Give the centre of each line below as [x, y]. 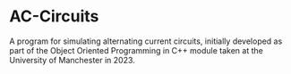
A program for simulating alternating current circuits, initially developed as [146, 41]
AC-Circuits [54, 16]
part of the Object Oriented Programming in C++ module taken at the [137, 50]
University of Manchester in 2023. [73, 60]
